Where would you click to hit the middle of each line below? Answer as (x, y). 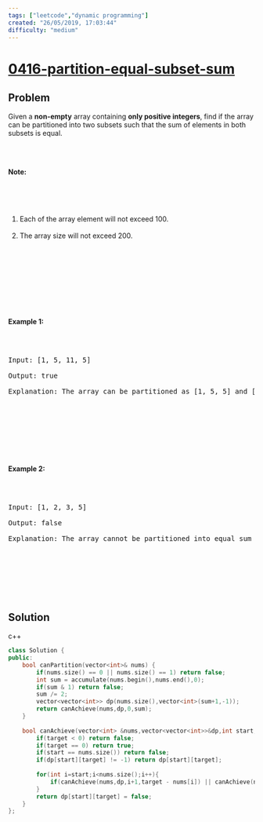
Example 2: (27, 469)
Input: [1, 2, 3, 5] (48, 508)
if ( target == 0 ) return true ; (85, 745)
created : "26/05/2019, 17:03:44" (63, 23)
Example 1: (26, 322)
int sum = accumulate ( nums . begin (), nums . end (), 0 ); (121, 680)
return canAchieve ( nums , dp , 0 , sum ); (94, 709)
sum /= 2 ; (52, 694)
